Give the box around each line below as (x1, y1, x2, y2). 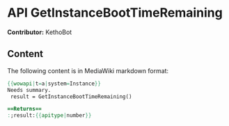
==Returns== (7, 106, 42, 113)
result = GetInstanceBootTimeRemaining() (10, 93, 132, 100)
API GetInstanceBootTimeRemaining (7, 5, 223, 21)
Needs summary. (7, 86, 52, 93)
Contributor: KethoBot (7, 28, 72, 36)
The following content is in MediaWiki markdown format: (7, 66, 169, 74)
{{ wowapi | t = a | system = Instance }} (7, 80, 101, 87)
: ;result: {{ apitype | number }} (7, 112, 92, 119)
